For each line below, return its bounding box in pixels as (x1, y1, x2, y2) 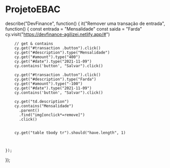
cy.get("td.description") (14, 99, 70, 104)
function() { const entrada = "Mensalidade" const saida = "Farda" (5, 25, 142, 32)
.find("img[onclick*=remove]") (18, 112, 85, 118)
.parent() (18, 108, 40, 113)
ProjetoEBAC (5, 4, 61, 15)
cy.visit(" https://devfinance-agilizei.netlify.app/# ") (5, 31, 110, 37)
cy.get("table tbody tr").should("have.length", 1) (14, 130, 126, 135)
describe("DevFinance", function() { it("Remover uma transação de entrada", (5, 20, 165, 26)
